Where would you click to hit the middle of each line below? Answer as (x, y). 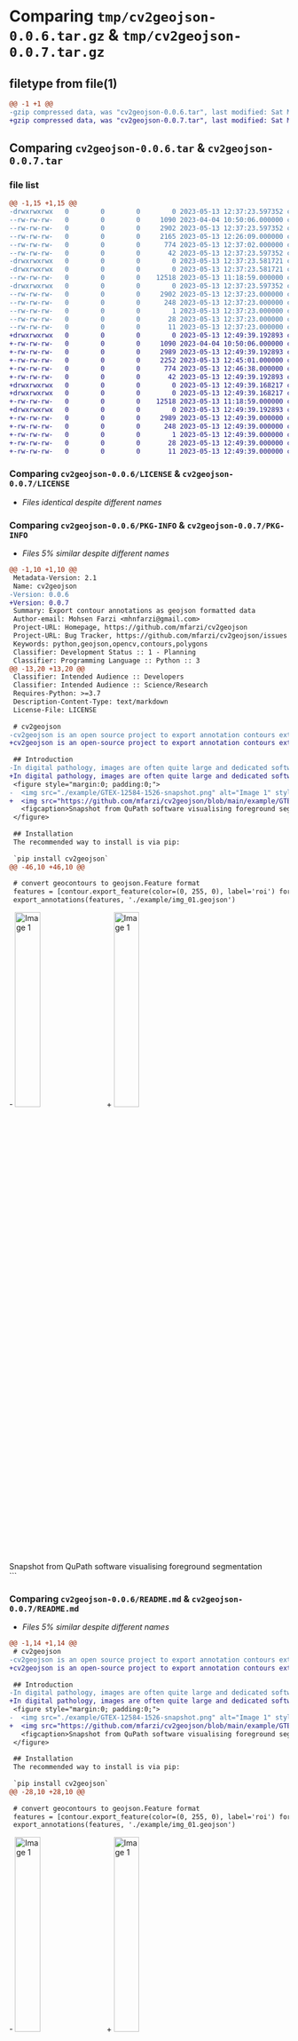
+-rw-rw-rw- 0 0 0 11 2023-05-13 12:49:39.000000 (146, 451)
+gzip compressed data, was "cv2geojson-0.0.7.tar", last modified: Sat (146, 120)
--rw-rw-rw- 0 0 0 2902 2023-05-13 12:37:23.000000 (146, 294)
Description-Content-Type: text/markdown (90, 702)
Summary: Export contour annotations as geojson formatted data (134, 611)
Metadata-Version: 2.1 (55, 578)
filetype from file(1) (63, 83)
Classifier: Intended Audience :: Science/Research (110, 686)
